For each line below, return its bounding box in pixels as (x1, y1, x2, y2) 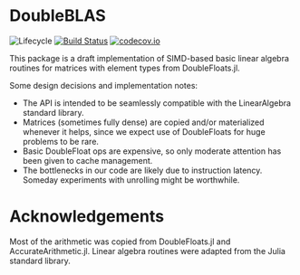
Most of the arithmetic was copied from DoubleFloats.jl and (9, 236, 231, 247)
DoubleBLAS (9, 5, 106, 26)
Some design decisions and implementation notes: (9, 80, 198, 90)
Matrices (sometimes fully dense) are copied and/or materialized (22, 117, 265, 128)
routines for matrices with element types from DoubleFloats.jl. (9, 62, 240, 73)
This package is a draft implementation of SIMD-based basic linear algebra (9, 52, 290, 63)
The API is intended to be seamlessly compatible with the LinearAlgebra (22, 97, 292, 109)
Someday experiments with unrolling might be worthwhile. (22, 174, 240, 185)
